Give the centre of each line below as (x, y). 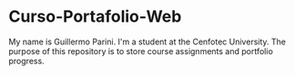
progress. (26, 61)
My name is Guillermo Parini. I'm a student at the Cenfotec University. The (147, 42)
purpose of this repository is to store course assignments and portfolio (141, 51)
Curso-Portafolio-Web (95, 17)
